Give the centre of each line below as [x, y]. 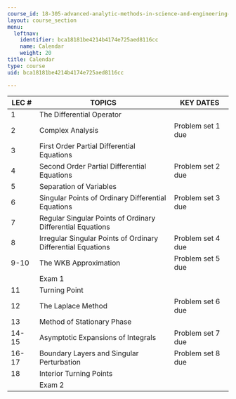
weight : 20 [36, 53]
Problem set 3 [197, 197]
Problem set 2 [197, 166]
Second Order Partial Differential [92, 166]
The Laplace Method [73, 306]
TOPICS [104, 103]
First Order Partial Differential [87, 146]
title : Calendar [31, 60]
